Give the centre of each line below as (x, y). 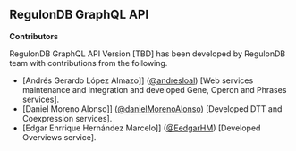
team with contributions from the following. (89, 63)
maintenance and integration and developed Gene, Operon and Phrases (154, 89)
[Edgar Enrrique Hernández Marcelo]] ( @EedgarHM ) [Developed (141, 128)
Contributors (34, 36)
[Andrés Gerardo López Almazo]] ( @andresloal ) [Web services (138, 80)
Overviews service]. (59, 137)
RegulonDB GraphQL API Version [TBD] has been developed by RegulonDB (148, 54)
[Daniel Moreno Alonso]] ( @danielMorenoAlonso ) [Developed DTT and (152, 109)
